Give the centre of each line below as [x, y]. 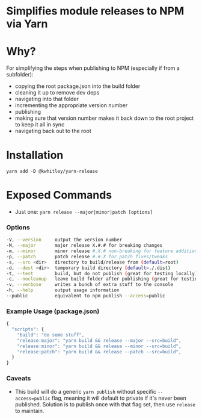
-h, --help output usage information [63, 290]
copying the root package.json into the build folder [78, 86]
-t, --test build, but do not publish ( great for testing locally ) [102, 273]
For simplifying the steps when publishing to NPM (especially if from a [93, 68]
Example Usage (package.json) [53, 311]
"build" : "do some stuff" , [51, 335]
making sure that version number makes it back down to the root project [104, 118]
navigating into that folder [47, 99]
